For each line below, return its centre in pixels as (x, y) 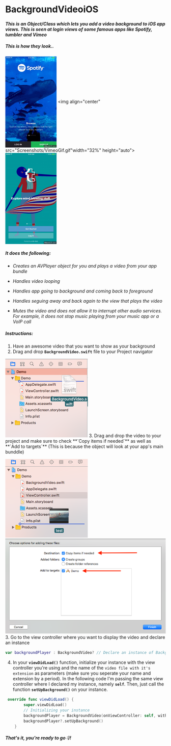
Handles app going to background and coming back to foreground (83, 291)
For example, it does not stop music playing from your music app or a (86, 316)
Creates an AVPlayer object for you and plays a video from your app (84, 266)
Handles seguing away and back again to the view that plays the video (88, 301)
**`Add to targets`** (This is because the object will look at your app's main (84, 446)
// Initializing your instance (57, 710)
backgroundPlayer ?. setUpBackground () (63, 721)
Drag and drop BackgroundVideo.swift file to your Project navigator (83, 352)
